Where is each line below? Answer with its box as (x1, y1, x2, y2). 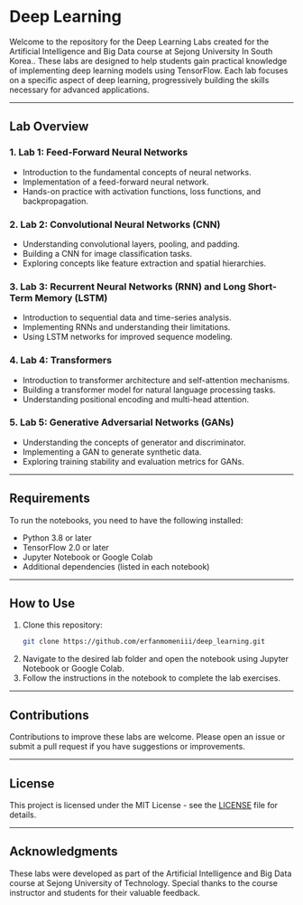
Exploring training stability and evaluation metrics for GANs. (22, 456, 245, 467)
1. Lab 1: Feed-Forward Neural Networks (9, 146, 188, 159)
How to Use (9, 596, 76, 611)
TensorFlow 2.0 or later (22, 542, 110, 552)
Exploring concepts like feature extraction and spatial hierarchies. (22, 258, 267, 269)
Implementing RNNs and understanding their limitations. (22, 322, 231, 333)
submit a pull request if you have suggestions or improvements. (9, 741, 245, 752)
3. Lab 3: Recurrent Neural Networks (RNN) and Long (9, 280, 246, 293)
